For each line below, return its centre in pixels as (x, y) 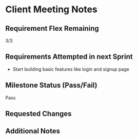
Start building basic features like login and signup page (71, 69)
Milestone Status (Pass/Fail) (51, 85)
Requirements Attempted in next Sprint (69, 57)
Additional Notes (33, 131)
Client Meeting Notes (51, 9)
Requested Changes (38, 114)
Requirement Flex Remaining (52, 28)
